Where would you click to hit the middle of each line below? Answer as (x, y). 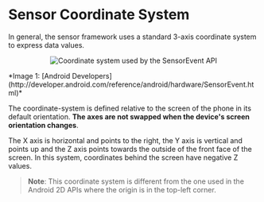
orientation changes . (43, 125)
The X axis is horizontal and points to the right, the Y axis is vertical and (125, 140)
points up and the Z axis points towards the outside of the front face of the (130, 149)
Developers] (92, 76)
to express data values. (47, 45)
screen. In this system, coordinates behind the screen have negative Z (123, 157)
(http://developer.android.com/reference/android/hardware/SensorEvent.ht (131, 84)
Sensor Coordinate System (99, 15)
